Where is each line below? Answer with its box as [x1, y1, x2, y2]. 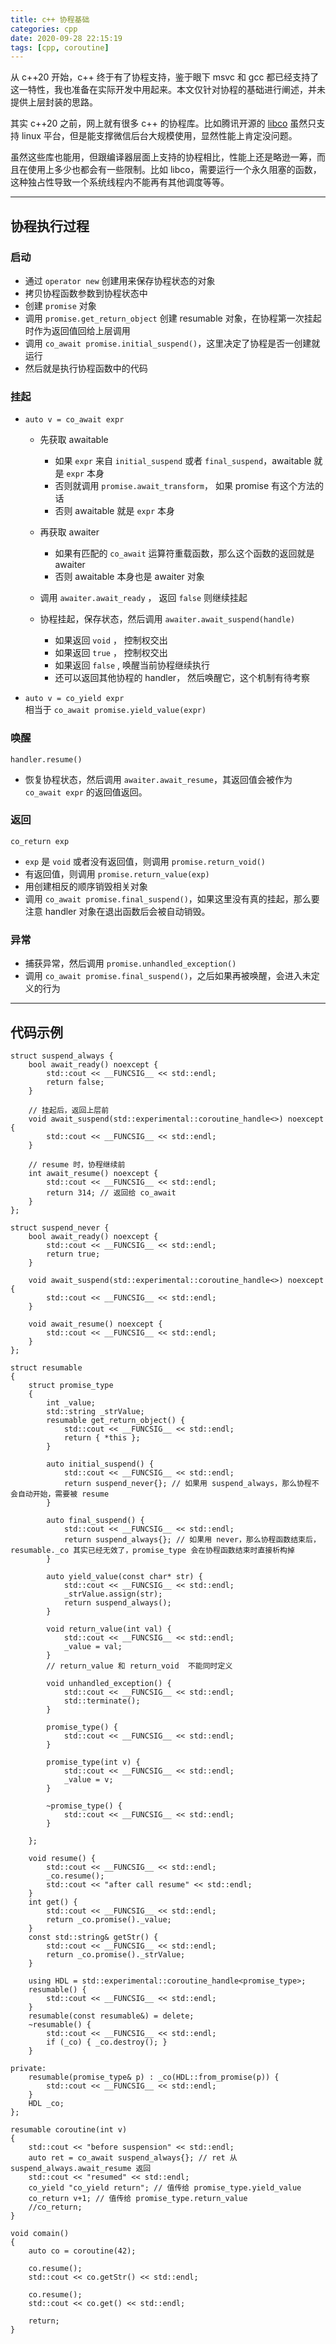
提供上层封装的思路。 [10, 96, 98, 108]
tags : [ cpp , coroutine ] [10, 42, 110, 53]
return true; [46, 1249, 101, 1259]
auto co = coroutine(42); [28, 2246, 137, 2256]
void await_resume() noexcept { [28, 1319, 163, 1329]
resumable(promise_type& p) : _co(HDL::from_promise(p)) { [28, 2072, 280, 2082]
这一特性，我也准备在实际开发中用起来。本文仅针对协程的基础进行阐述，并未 [10, 84, 326, 96]
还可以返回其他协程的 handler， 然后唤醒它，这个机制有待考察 [54, 672, 311, 684]
